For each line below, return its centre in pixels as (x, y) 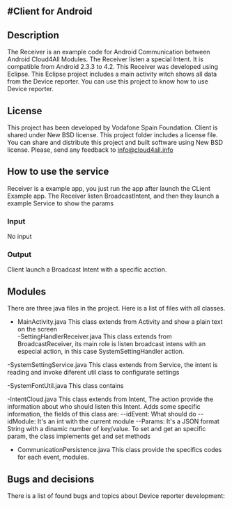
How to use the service (58, 172)
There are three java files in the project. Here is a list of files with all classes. (116, 309)
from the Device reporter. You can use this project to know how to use (108, 81)
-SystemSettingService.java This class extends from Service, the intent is (113, 365)
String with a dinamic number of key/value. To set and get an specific (107, 429)
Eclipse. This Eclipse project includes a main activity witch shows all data (112, 74)
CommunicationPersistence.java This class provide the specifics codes (119, 450)
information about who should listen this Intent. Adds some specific (104, 407)
